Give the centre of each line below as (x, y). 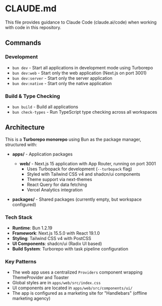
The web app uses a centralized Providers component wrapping (77, 272)
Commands (23, 43)
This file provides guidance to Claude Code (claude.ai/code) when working (81, 22)
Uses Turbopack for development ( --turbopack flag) (80, 169)
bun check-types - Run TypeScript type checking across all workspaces (85, 112)
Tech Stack (19, 217)
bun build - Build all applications (45, 107)
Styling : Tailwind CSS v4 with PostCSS (52, 239)
